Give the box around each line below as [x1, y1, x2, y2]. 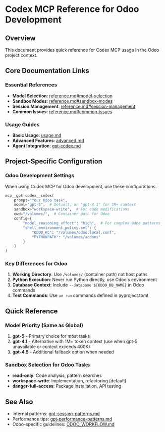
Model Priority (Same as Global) [5, 322, 83, 329]
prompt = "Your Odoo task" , [14, 198, 68, 203]
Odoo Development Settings [5, 172, 75, 179]
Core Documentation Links [5, 67, 90, 75]
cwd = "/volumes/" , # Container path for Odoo [14, 212, 110, 216]
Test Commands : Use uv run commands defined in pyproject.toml [12, 292, 149, 298]
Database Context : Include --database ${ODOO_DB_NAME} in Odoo [12, 282, 145, 288]
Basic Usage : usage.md [12, 132, 61, 138]
